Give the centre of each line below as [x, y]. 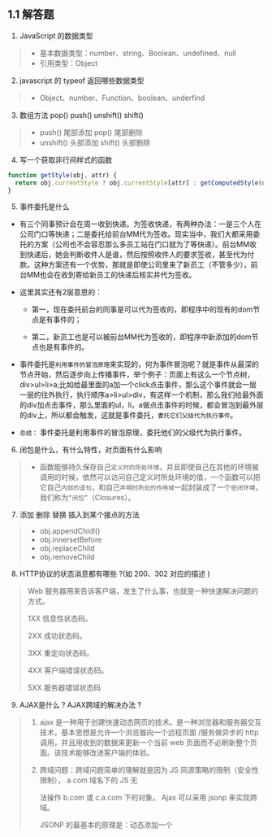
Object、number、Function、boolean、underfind [122, 98]
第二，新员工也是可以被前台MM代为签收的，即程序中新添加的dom [142, 337]
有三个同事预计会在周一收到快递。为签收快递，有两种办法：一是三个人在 [140, 224]
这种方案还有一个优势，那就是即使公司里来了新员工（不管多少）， [142, 265]
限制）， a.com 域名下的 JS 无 [89, 780]
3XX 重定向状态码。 [60, 653]
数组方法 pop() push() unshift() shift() [81, 115]
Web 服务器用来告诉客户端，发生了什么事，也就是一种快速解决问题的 [143, 591]
